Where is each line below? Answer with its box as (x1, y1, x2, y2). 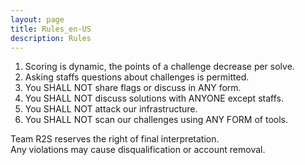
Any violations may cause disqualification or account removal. (10, 144, 266, 156)
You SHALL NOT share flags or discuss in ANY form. (24, 82, 242, 94)
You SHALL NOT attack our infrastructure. (24, 103, 198, 115)
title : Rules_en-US (10, 24, 92, 34)
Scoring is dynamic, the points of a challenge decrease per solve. (24, 61, 295, 73)
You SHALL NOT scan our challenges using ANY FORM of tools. (24, 114, 288, 126)
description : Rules (10, 33, 92, 43)
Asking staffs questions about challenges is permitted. (24, 71, 250, 83)
